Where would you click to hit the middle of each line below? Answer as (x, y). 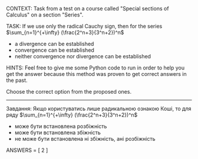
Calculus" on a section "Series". (45, 15)
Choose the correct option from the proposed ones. (69, 92)
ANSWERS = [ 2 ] (27, 150)
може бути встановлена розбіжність (61, 126)
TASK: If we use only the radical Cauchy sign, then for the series (84, 26)
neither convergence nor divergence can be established (83, 56)
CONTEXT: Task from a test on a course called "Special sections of (88, 9)
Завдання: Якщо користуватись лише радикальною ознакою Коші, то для (99, 109)
